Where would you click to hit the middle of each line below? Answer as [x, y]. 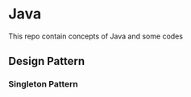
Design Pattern [47, 61]
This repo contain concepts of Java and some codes [96, 36]
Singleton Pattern [44, 84]
